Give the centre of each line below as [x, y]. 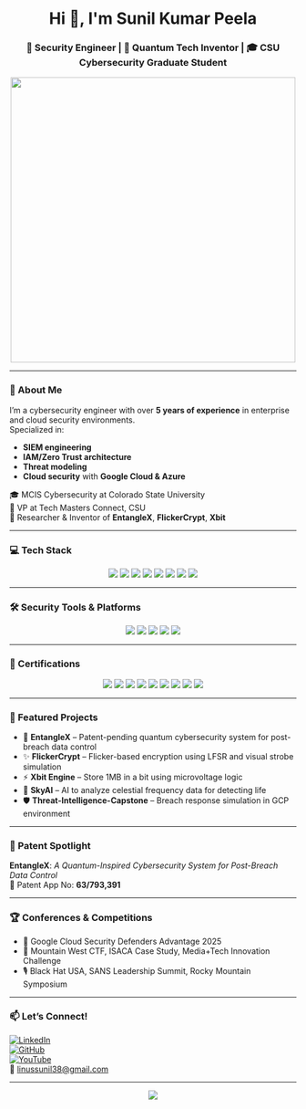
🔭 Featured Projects [54, 717]
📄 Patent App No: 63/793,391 [65, 885]
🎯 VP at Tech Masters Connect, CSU [77, 507]
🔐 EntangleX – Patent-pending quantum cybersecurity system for [146, 737]
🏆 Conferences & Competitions [81, 918]
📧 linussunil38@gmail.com [59, 1069]
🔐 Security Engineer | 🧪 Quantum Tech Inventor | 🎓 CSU [153, 47]
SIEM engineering [57, 447]
